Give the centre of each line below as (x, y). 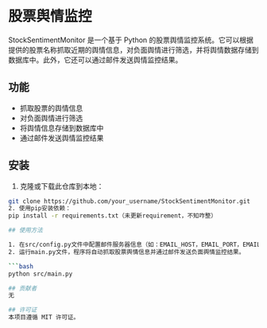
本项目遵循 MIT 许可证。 (44, 318)
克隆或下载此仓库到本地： (62, 186)
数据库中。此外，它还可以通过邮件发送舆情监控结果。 (95, 60)
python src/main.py (41, 274)
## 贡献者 (23, 288)
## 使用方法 (26, 230)
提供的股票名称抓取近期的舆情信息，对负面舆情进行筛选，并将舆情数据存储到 (133, 49)
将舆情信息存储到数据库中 (62, 127)
